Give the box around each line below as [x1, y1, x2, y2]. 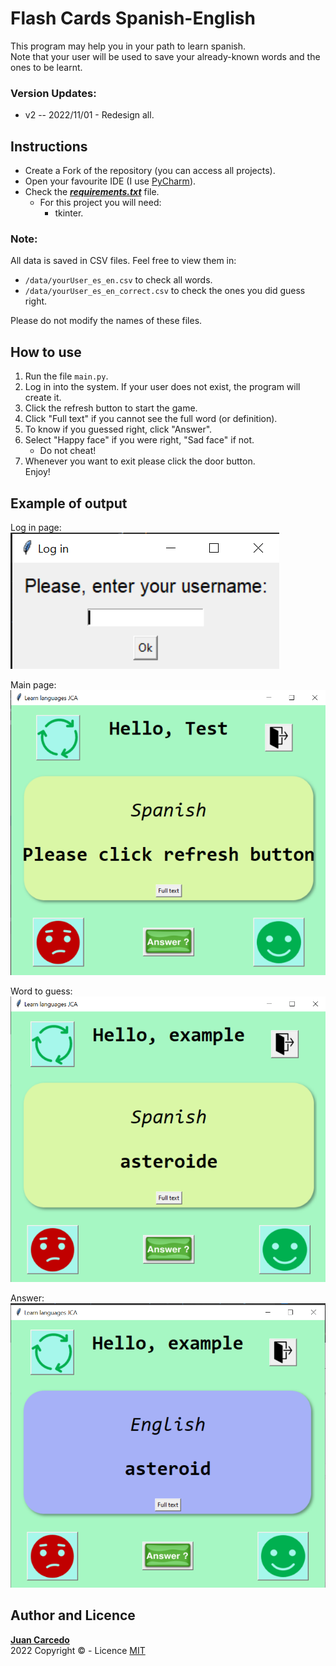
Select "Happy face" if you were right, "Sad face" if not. [24, 434, 255, 446]
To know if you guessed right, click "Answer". [24, 423, 213, 436]
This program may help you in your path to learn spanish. [10, 40, 247, 52]
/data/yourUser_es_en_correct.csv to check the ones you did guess [24, 285, 306, 297]
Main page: [10, 678, 57, 691]
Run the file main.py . [24, 370, 109, 382]
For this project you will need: [39, 197, 162, 209]
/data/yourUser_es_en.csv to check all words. [24, 274, 213, 286]
